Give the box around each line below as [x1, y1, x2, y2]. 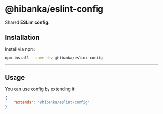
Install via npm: [5, 46, 35, 52]
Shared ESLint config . [5, 19, 49, 25]
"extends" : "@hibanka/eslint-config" [14, 100, 90, 105]
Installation [5, 33, 40, 42]
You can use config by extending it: [5, 86, 76, 92]
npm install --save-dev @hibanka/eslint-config [5, 56, 103, 60]
